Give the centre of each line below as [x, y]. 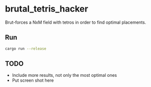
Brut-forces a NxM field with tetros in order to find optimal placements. [75, 22]
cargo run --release [26, 49]
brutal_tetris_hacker [47, 9]
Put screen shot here [33, 80]
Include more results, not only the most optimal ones [64, 75]
